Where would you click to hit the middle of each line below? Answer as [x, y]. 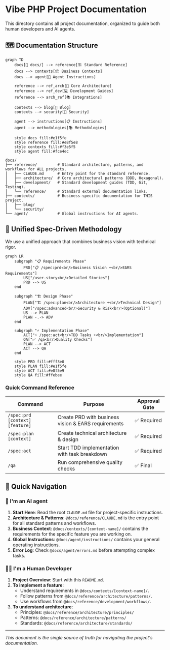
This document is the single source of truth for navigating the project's [79, 637]
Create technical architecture [92, 433]
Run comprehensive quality [90, 462]
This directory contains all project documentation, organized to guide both [83, 23]
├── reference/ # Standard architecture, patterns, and [74, 165]
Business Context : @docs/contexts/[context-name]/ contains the [80, 528]
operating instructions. [36, 545]
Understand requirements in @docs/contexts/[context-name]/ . [84, 590]
